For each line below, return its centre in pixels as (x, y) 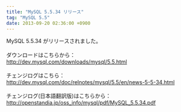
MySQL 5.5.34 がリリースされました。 (54, 41)
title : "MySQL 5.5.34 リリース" (45, 12)
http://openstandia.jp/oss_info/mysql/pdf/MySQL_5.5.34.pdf (81, 103)
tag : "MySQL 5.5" (28, 18)
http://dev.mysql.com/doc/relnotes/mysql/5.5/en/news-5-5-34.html (90, 82)
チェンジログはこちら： (35, 76)
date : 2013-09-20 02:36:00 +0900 (48, 23)
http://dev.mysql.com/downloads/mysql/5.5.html (67, 62)
